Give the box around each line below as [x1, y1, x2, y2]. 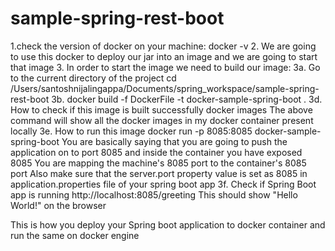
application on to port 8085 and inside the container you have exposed [10, 146, 303, 158]
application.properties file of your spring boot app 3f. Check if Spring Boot [10, 178, 317, 190]
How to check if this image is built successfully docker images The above [10, 103, 313, 116]
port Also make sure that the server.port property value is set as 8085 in [10, 167, 308, 179]
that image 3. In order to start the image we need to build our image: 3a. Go [10, 61, 321, 73]
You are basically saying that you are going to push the [61, 135, 288, 147]
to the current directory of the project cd [10, 72, 177, 84]
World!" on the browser [10, 199, 107, 211]
